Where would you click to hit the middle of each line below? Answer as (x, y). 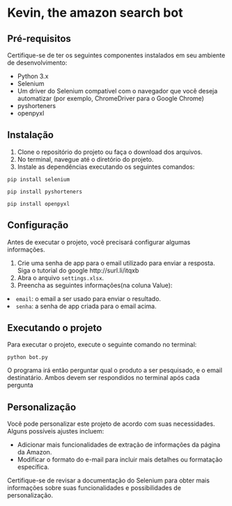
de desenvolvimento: (37, 63)
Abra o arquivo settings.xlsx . (61, 277)
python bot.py (28, 358)
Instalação (31, 135)
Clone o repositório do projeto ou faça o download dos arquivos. (110, 152)
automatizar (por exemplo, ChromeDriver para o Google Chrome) (110, 98)
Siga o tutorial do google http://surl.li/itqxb (78, 270)
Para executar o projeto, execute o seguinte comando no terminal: (102, 345)
